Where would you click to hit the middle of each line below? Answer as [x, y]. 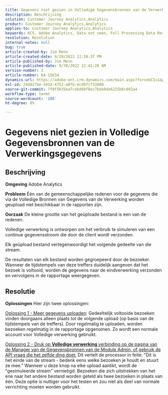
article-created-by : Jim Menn [37, 52]
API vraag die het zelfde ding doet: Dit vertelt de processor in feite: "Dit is [81, 355]
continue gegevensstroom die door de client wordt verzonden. [69, 235]
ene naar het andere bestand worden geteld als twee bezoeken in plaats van [84, 376]
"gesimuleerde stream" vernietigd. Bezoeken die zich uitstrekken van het [80, 371]
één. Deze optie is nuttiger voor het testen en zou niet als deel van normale [82, 381]
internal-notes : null [28, 43]
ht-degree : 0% [20, 103]
